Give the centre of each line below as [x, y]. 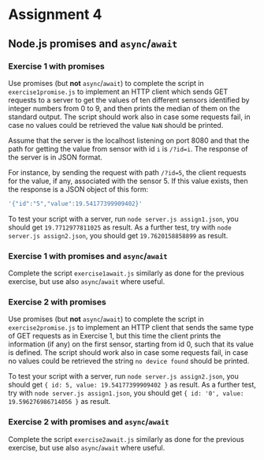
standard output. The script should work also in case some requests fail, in [129, 117]
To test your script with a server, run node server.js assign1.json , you [123, 219]
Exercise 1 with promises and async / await [88, 256]
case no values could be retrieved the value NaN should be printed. [116, 125]
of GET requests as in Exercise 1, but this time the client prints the [115, 336]
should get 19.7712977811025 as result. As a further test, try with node [120, 227]
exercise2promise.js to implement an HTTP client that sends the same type [131, 327]
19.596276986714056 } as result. [59, 402]
